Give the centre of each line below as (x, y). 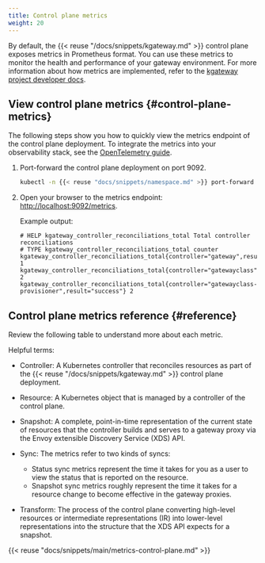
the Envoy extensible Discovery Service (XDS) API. (102, 438)
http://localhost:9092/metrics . (68, 206)
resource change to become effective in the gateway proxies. (131, 494)
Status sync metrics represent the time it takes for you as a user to (140, 469)
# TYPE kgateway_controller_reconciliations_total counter (119, 250)
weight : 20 (26, 23)
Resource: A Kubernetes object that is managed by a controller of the (132, 398)
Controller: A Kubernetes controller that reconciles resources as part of (135, 365)
